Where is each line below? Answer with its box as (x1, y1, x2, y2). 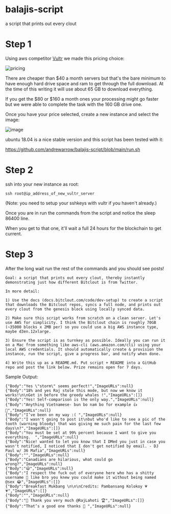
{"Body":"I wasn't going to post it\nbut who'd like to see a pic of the (5, 416, 166, 422)
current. (5, 230, 22, 237)
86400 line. (5, 215, 30, 221)
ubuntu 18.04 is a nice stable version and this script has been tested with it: (5, 136, 164, 143)
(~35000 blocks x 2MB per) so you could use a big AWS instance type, (5, 324, 159, 330)
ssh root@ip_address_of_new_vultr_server (5, 191, 95, 196)
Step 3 (5, 249, 34, 260)
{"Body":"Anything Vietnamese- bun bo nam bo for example (5, 402, 131, 407)
